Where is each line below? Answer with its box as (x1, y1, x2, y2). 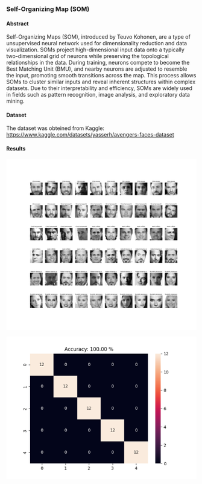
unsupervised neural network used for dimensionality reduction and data (6, 40, 188, 47)
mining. (6, 97, 25, 105)
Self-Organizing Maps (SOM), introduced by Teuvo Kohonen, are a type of (6, 33, 191, 40)
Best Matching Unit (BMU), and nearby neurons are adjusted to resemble (6, 65, 188, 73)
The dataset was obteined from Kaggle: (6, 124, 104, 132)
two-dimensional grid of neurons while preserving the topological (6, 53, 169, 60)
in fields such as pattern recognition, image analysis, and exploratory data (6, 91, 190, 98)
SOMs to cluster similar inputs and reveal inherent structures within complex (6, 78, 196, 86)
